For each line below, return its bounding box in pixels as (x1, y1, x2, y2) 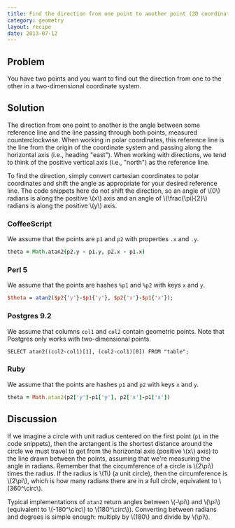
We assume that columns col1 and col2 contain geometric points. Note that (7, 327, 225, 335)
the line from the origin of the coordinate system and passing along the (7, 143, 212, 151)
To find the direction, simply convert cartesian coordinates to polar (7, 171, 199, 180)
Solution (7, 102, 45, 114)
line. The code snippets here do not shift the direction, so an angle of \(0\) (7, 187, 220, 195)
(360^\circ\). (7, 484, 43, 492)
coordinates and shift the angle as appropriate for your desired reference (7, 179, 218, 187)
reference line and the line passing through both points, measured (7, 128, 198, 137)
